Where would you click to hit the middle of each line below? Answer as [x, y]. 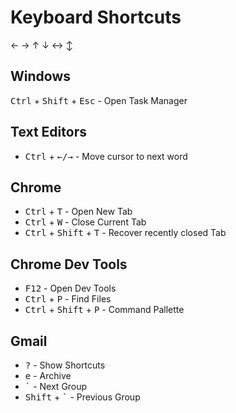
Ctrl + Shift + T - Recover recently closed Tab [125, 233]
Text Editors [48, 132]
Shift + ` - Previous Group [82, 397]
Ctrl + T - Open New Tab [78, 212]
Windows [40, 76]
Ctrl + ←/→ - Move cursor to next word [106, 156]
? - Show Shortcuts [65, 365]
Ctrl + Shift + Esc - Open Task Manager [99, 100]
